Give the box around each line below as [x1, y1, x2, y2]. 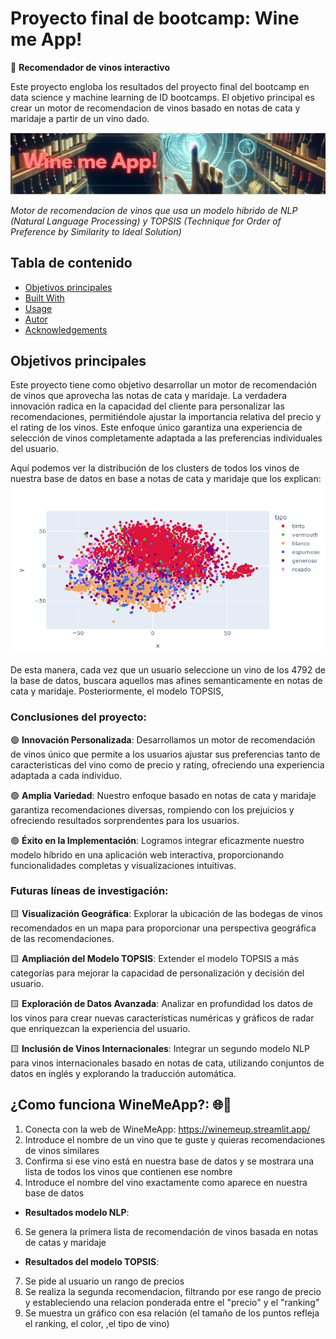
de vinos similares [24, 1144, 100, 1156]
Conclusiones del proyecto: [10, 710, 148, 724]
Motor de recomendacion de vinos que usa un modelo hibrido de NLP [10, 204, 298, 216]
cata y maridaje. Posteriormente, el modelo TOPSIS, [10, 685, 224, 697]
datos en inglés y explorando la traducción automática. [10, 1067, 237, 1079]
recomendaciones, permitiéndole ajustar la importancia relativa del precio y [10, 411, 322, 423]
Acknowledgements [24, 323, 108, 336]
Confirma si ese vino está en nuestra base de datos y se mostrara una [24, 1155, 315, 1167]
